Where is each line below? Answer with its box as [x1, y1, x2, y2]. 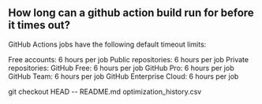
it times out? [8, 19, 71, 32]
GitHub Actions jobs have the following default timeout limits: [8, 39, 207, 49]
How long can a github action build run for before [8, 6, 254, 20]
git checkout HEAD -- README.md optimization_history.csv [8, 87, 202, 96]
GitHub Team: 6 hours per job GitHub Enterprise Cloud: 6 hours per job [8, 71, 239, 81]
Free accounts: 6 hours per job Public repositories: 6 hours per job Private [8, 54, 249, 64]
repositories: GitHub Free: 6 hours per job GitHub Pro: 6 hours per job [8, 63, 234, 72]
